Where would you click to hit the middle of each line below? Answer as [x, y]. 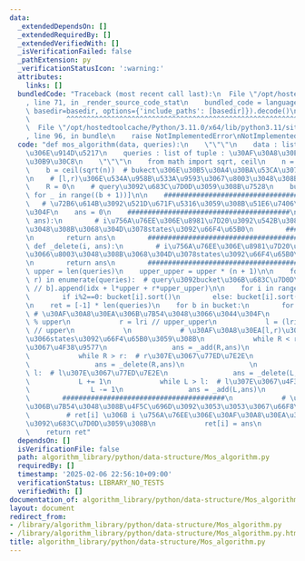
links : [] [44, 85]
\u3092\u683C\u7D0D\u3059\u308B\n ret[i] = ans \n [143, 424]
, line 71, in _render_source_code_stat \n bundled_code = [143, 102]
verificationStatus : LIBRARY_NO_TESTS [91, 483]
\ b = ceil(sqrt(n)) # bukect [91, 170]
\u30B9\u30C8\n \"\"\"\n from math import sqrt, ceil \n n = [160, 161]
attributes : [40, 77]
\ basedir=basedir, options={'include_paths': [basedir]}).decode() [158, 111]
